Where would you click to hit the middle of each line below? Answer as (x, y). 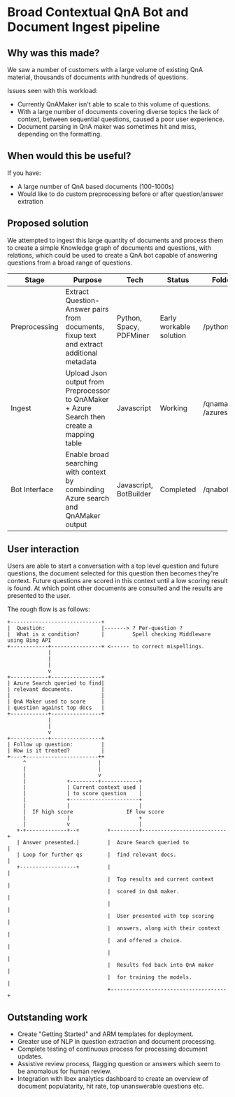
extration (30, 201)
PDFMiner (133, 335)
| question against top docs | (56, 708)
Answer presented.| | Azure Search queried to (106, 843)
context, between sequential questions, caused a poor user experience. (121, 119)
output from (85, 382)
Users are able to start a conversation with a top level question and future (113, 566)
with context (86, 472)
